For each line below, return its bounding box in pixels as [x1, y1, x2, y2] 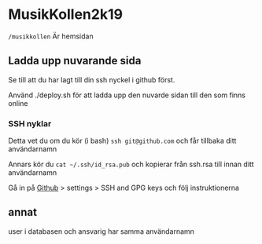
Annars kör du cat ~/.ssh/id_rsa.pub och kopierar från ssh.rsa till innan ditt [8, 159, 254, 169]
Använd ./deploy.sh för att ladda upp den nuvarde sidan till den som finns [8, 90, 246, 100]
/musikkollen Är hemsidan [8, 31, 94, 41]
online [8, 98, 28, 107]
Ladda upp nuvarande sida [8, 54, 142, 67]
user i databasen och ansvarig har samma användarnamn [8, 226, 195, 236]
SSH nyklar [8, 118, 52, 129]
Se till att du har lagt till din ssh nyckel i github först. [8, 75, 175, 84]
